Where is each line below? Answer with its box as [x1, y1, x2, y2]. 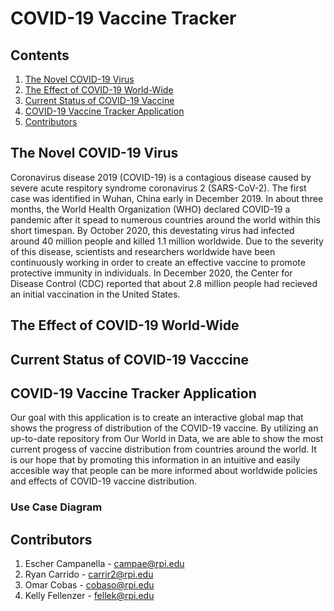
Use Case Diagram [10, 500, 103, 514]
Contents [10, 47, 70, 64]
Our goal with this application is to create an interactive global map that [10, 412, 304, 424]
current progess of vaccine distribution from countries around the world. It [10, 443, 317, 456]
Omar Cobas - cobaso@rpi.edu [24, 579, 155, 591]
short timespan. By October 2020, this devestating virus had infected [10, 224, 295, 236]
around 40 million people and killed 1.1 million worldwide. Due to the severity [10, 235, 324, 247]
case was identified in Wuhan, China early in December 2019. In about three [10, 192, 324, 204]
